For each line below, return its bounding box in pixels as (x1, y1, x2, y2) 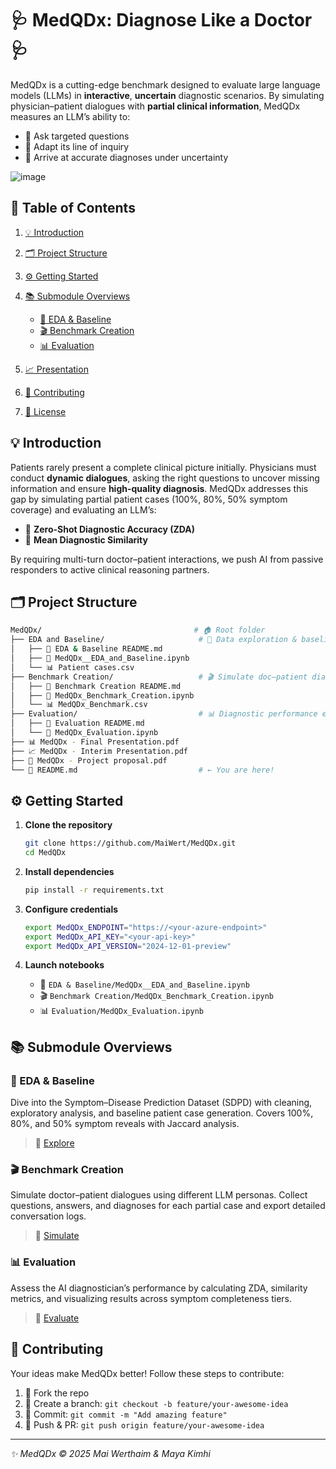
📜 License (24, 405, 67, 417)
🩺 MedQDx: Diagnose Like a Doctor (10, 9, 313, 32)
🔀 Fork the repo (24, 1387, 90, 1399)
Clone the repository (24, 819, 113, 831)
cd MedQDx (24, 848, 67, 858)
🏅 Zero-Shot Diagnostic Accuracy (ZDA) (24, 523, 195, 535)
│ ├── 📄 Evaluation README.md (10, 718, 145, 729)
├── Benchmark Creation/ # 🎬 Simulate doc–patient (10, 672, 308, 682)
